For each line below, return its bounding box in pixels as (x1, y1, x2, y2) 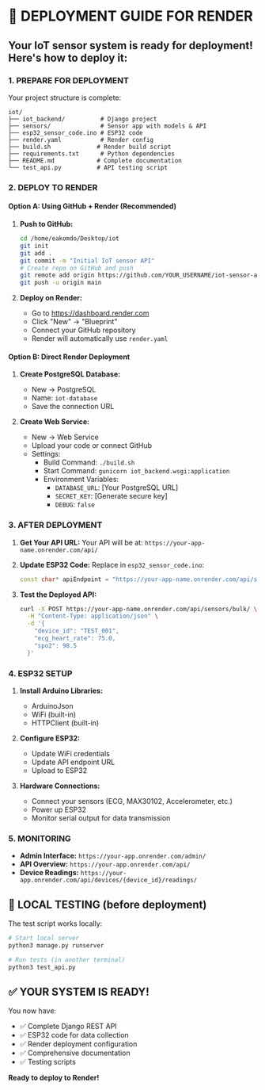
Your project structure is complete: (8, 93, 122, 102)
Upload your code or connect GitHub (31, 441, 153, 450)
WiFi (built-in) (31, 709, 77, 719)
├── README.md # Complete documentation (8, 156, 182, 165)
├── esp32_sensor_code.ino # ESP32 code (8, 128, 144, 137)
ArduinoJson (31, 701, 74, 710)
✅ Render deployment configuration (19, 1039, 138, 1049)
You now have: (8, 1006, 57, 1015)
